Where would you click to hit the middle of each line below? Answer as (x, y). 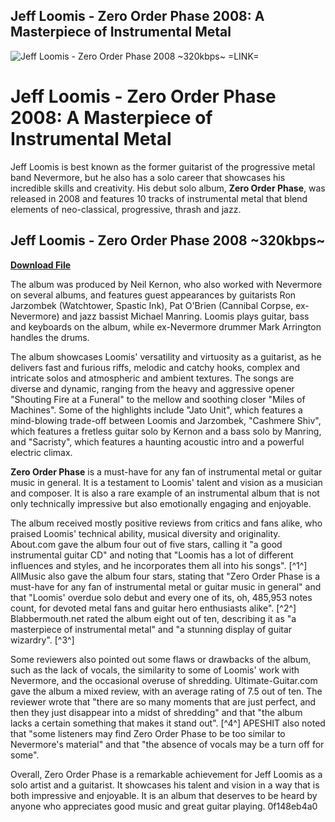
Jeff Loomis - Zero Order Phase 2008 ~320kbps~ (168, 240)
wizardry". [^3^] (42, 640)
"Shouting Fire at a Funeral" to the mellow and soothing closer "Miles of (158, 399)
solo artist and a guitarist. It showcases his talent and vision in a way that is (165, 785)
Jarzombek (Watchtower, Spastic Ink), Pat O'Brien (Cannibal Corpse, (152, 305)
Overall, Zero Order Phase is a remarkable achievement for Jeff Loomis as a (166, 774)
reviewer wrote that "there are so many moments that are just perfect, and (163, 701)
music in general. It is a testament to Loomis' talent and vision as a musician (166, 482)
